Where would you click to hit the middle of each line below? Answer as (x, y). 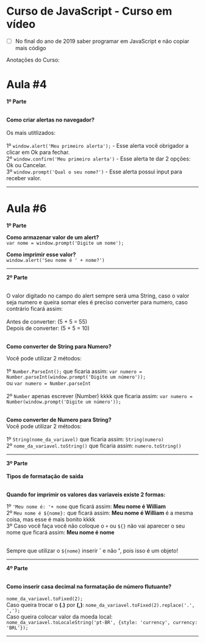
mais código (31, 48)
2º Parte (17, 277)
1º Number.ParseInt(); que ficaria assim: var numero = (74, 371)
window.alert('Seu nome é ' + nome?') (56, 260)
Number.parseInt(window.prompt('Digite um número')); (76, 377)
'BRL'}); (17, 628)
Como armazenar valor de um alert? (53, 237)
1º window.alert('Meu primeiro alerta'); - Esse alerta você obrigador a (98, 145)
